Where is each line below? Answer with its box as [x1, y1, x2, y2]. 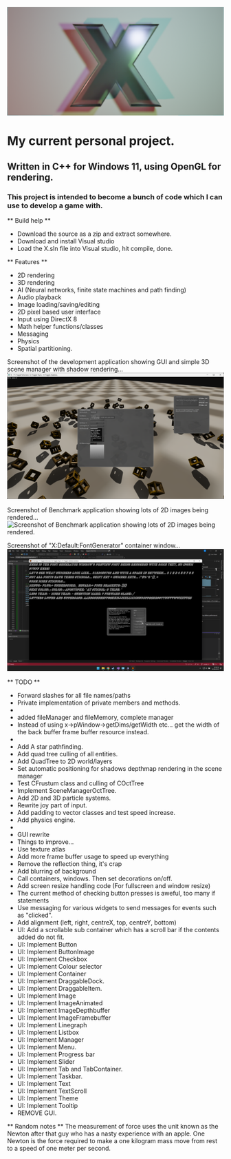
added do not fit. [16, 933, 65, 941]
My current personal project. [7, 133, 175, 149]
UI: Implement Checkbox [16, 955, 87, 963]
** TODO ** [7, 678, 41, 686]
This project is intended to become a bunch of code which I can [7, 192, 223, 201]
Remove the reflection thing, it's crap [16, 860, 122, 868]
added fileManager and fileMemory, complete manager [16, 714, 174, 722]
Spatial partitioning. [16, 344, 73, 352]
